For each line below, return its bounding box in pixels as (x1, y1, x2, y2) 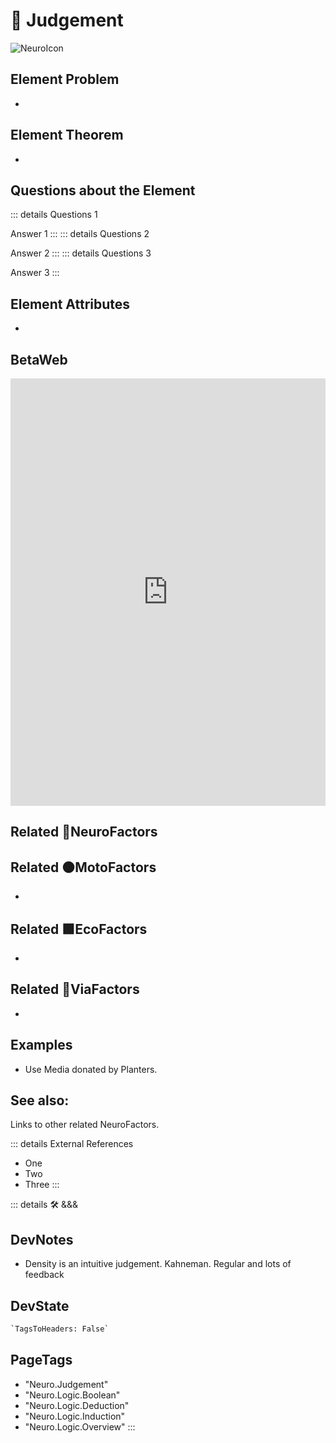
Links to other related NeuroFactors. (10, 1119, 160, 1131)
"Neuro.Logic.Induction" (24, 1410, 126, 1422)
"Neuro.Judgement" (24, 1378, 109, 1390)
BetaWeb (10, 351, 68, 368)
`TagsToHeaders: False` (10, 1324, 110, 1334)
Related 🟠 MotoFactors (10, 859, 157, 876)
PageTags (10, 1352, 73, 1369)
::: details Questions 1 (10, 209, 98, 221)
